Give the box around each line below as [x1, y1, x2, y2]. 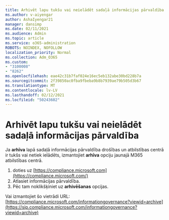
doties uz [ [12, 167, 35, 173]
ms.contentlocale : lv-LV [5, 87, 58, 93]
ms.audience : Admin [5, 31, 47, 36]
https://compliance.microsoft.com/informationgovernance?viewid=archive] [7, 199, 163, 205]
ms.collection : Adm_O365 [5, 54, 58, 60]
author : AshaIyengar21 [5, 17, 53, 22]
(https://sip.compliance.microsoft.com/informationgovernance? [5, 204, 138, 210]
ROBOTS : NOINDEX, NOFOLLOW [5, 45, 62, 50]
